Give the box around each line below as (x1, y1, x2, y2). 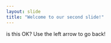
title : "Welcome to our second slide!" (6, 14, 105, 20)
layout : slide (6, 8, 41, 15)
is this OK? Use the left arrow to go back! (6, 30, 106, 37)
